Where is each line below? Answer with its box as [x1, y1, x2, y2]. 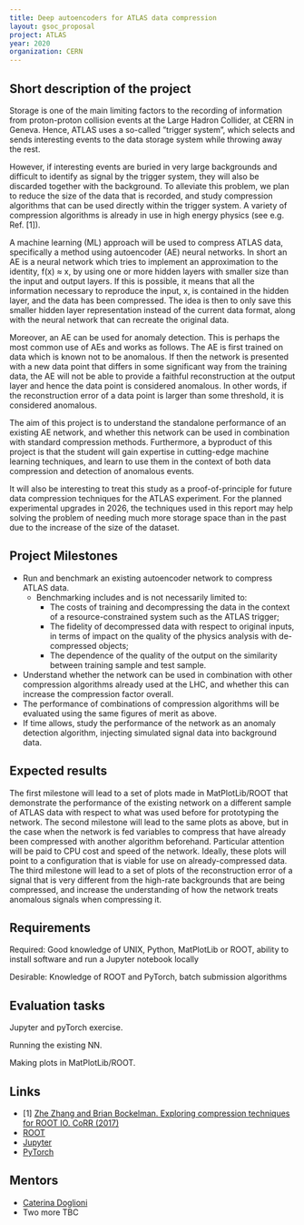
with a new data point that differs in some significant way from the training [9, 360, 288, 371]
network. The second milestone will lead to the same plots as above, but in [9, 816, 289, 827]
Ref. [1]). [9, 219, 41, 230]
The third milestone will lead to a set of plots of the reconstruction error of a [9, 865, 293, 876]
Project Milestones [9, 548, 118, 564]
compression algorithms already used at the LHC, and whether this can [22, 679, 289, 690]
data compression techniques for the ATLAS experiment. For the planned [9, 492, 282, 503]
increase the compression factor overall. [22, 688, 174, 699]
